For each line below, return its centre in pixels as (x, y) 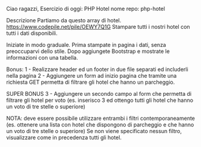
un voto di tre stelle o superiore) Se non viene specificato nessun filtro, (94, 131)
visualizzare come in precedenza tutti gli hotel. (64, 137)
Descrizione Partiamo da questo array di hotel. (64, 20)
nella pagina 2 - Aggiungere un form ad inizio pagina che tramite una (91, 76)
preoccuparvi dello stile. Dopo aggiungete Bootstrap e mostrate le (88, 51)
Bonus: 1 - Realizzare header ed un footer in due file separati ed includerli (97, 69)
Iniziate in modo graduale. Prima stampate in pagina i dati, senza (86, 45)
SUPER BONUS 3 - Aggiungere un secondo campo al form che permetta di (99, 94)
